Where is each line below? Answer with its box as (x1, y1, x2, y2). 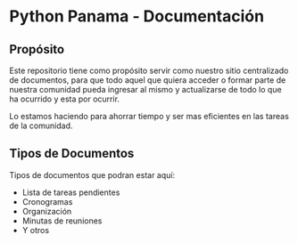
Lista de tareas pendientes (21, 187, 120, 198)
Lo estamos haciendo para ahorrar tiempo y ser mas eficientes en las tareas (9, 111, 290, 121)
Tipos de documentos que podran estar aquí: (9, 169, 176, 180)
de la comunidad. (9, 120, 73, 131)
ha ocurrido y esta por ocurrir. (9, 93, 120, 104)
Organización (21, 206, 72, 216)
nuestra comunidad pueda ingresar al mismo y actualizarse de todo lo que (9, 85, 283, 94)
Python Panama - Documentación (9, 6, 265, 27)
